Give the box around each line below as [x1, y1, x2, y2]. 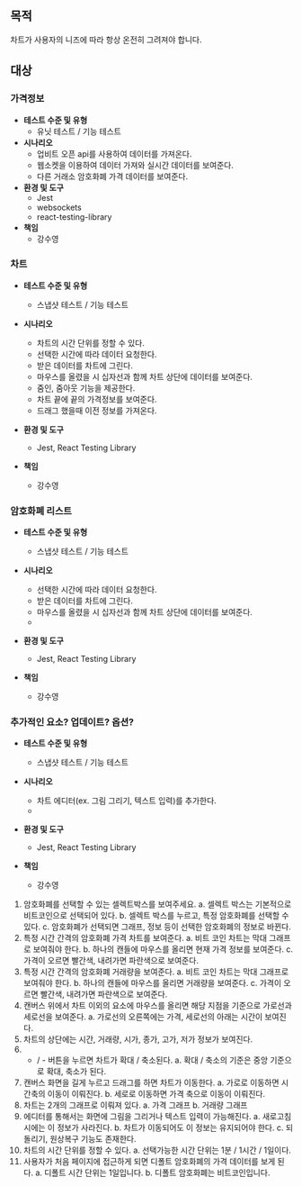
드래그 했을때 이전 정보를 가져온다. [36, 404, 157, 416]
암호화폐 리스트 [10, 504, 73, 517]
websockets [36, 202, 82, 213]
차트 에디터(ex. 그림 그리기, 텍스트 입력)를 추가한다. [36, 795, 217, 806]
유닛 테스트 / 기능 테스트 [36, 125, 122, 137]
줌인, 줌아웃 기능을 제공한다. [36, 382, 136, 394]
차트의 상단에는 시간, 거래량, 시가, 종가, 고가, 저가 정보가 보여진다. [22, 1034, 253, 1045]
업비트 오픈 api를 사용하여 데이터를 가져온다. [36, 148, 192, 159]
